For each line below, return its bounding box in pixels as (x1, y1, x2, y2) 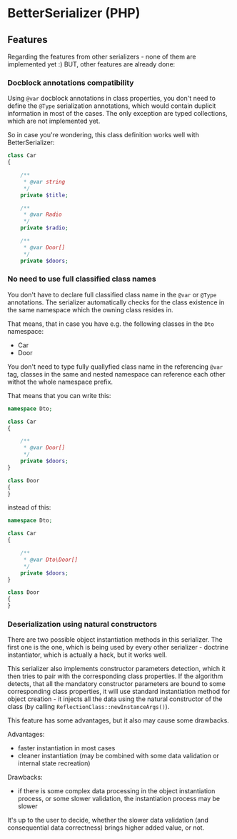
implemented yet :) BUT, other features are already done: (7, 60, 176, 69)
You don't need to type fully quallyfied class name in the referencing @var (7, 362, 223, 371)
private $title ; (20, 192, 69, 199)
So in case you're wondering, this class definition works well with (7, 131, 200, 139)
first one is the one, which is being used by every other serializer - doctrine (7, 643, 229, 652)
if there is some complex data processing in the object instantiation (17, 787, 216, 795)
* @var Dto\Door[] (23, 556, 79, 563)
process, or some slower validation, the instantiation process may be (17, 795, 220, 803)
